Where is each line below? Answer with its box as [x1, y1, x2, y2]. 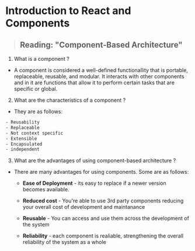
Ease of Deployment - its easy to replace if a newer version [22, 180, 167, 187]
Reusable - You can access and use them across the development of [22, 215, 189, 222]
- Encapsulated [5, 141, 43, 147]
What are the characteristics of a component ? [13, 97, 126, 104]
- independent [5, 146, 40, 153]
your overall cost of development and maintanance [22, 204, 145, 211]
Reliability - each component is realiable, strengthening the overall [22, 232, 184, 239]
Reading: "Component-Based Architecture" [19, 40, 183, 50]
